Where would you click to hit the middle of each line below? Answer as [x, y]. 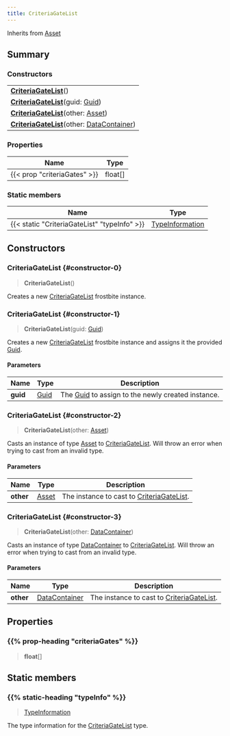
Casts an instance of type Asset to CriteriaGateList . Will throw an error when [115, 444]
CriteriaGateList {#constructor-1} [64, 314]
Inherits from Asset [34, 33]
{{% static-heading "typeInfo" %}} [67, 698]
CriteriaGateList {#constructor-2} [64, 416]
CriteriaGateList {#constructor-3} [64, 517]
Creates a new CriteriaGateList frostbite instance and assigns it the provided [115, 342]
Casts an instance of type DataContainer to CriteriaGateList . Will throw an [111, 545]
